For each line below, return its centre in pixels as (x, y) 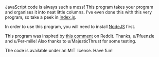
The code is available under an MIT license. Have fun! (59, 50)
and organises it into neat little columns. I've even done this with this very (79, 12)
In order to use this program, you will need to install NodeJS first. (70, 27)
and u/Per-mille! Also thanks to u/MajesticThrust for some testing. (71, 41)
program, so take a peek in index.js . (41, 17)
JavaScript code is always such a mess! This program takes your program (79, 7)
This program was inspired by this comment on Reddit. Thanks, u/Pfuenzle (80, 36)
